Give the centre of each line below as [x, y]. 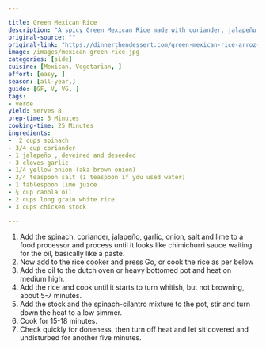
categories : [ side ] [40, 59]
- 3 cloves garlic [38, 163]
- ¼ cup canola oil [40, 192]
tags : [17, 96]
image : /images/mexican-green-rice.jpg [74, 52]
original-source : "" [42, 37]
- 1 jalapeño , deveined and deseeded [72, 155]
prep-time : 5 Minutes [44, 119]
